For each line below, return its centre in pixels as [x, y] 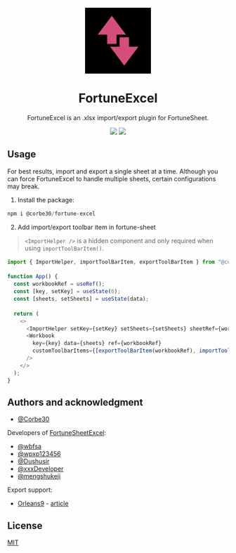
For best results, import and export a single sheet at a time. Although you [113, 171]
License [25, 525]
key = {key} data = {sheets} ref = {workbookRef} [97, 344]
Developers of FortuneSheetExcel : [57, 433]
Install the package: [46, 200]
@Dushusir [33, 462]
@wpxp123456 [39, 454]
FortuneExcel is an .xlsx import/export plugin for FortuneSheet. [118, 117]
